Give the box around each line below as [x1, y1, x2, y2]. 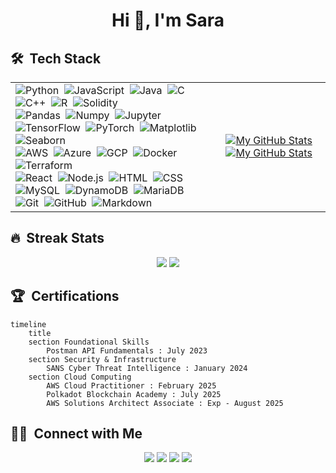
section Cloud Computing [28, 372, 132, 382]
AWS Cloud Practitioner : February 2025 [46, 380, 217, 391]
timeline [10, 319, 47, 329]
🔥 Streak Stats [10, 230, 105, 247]
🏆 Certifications [10, 288, 120, 305]
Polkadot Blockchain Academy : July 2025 [46, 389, 222, 399]
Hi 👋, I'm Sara [111, 9, 225, 32]
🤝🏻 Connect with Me [10, 425, 143, 443]
